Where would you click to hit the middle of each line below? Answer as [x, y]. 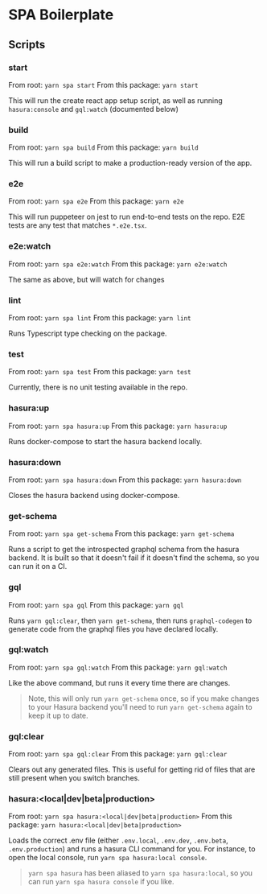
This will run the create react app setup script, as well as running [115, 100]
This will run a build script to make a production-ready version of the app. [130, 163]
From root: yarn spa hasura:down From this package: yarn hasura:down [125, 480]
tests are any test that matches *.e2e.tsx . [78, 225]
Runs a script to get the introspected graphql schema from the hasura [124, 550]
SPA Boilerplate [61, 15]
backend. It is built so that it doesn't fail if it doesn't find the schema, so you [134, 558]
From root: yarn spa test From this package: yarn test [100, 372]
